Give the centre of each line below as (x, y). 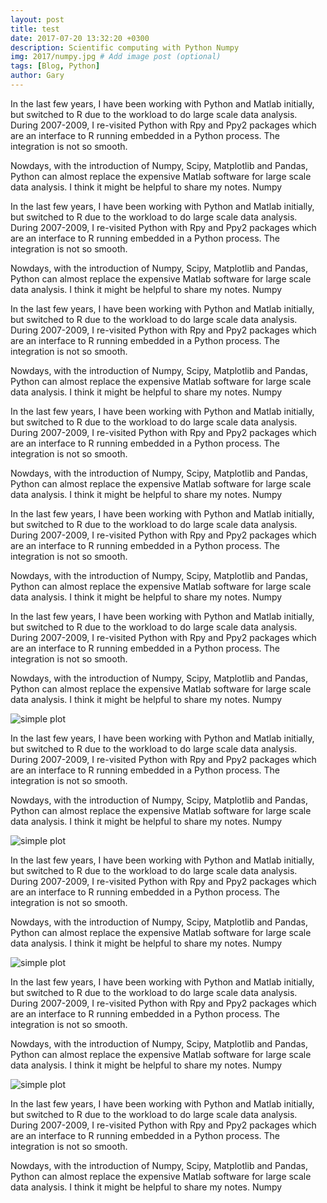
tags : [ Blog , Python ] (55, 66)
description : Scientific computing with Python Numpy (125, 47)
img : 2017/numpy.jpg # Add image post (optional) (116, 57)
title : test (35, 29)
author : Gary (37, 76)
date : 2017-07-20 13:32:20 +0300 (80, 38)
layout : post (37, 19)
